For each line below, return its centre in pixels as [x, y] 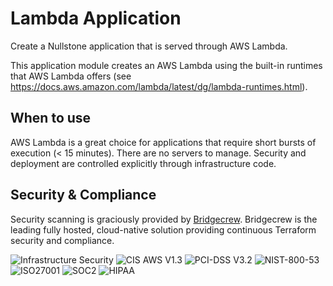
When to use [51, 118]
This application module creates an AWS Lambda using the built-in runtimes [166, 65]
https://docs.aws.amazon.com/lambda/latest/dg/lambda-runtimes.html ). [159, 86]
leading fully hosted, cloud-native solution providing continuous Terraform [163, 229]
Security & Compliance [83, 195]
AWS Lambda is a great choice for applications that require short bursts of [163, 142]
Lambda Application [96, 18]
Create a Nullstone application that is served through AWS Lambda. [149, 46]
